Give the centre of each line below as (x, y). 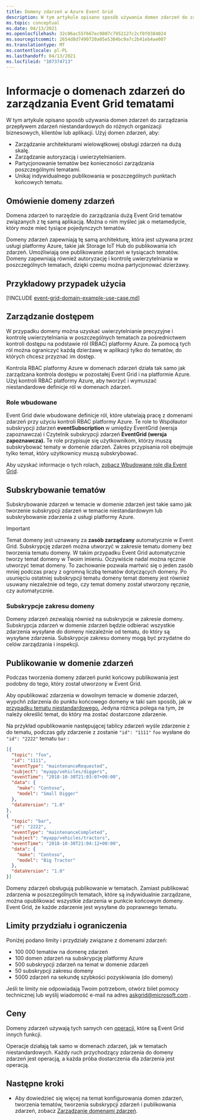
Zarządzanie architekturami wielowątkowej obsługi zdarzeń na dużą (98, 144)
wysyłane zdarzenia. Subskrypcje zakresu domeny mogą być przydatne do (98, 638)
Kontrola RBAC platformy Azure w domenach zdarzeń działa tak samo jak (96, 368)
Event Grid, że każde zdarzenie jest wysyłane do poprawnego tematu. (92, 907)
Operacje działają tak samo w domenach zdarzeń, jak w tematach (87, 1046)
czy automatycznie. (30, 590)
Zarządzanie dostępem (50, 317)
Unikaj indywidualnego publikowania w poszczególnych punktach (96, 176)
